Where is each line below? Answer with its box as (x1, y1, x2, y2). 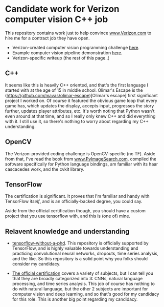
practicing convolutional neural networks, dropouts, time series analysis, (12, 250, 159, 257)
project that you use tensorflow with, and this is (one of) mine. (5, 213, 131, 219)
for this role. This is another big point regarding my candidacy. (12, 296, 138, 302)
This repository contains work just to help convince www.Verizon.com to (5, 30, 152, 36)
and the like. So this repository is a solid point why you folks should (12, 256, 148, 262)
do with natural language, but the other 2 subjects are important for (12, 286, 148, 292)
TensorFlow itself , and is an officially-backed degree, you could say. (5, 199, 142, 205)
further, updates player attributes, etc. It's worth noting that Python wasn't (5, 108, 155, 114)
